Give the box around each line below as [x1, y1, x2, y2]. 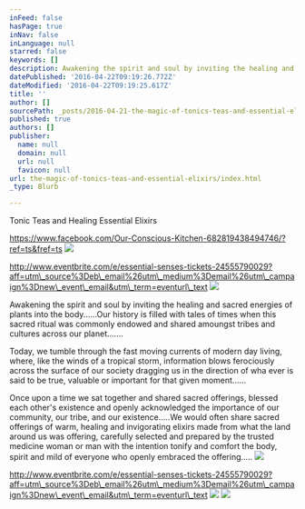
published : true [9, 115, 71, 124]
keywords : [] [9, 55, 59, 65]
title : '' [9, 89, 47, 98]
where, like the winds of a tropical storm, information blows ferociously [9, 355, 275, 366]
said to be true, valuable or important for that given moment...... [9, 374, 247, 386]
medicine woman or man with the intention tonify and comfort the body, [9, 441, 278, 452]
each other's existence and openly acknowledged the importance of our [9, 402, 280, 414]
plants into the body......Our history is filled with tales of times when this [9, 309, 277, 320]
